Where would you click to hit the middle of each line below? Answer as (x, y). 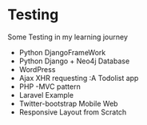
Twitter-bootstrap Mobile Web (68, 103)
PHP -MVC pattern (50, 87)
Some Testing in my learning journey (68, 37)
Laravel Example (46, 95)
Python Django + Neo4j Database (74, 61)
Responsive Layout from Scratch (73, 112)
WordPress (37, 69)
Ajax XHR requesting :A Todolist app (79, 78)
